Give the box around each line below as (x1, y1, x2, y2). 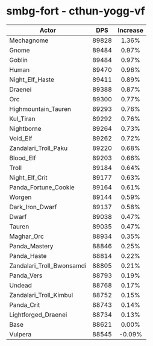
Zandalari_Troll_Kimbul (9, 291, 73, 299)
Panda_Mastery (9, 242, 54, 250)
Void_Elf (9, 134, 33, 142)
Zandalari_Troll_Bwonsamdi (9, 261, 87, 269)
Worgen (9, 193, 32, 201)
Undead (9, 281, 32, 289)
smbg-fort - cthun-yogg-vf (6, 4, 146, 18)
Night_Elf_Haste (9, 75, 55, 84)
